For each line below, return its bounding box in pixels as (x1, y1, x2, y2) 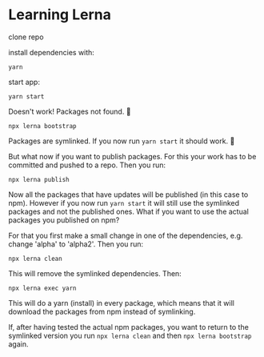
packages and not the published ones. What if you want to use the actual (8, 207, 250, 216)
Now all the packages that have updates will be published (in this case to (8, 190, 249, 199)
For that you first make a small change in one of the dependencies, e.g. (8, 231, 243, 240)
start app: (8, 77, 40, 86)
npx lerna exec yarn (8, 284, 78, 292)
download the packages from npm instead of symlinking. (8, 307, 196, 316)
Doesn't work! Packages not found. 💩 (8, 106, 131, 116)
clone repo (8, 32, 44, 42)
